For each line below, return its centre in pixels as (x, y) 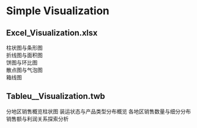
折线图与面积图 (24, 55)
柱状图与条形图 (24, 48)
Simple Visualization (58, 11)
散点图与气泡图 (24, 70)
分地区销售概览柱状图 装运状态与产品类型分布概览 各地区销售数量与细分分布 (99, 111)
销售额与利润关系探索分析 (37, 119)
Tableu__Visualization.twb (56, 96)
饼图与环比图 (22, 63)
